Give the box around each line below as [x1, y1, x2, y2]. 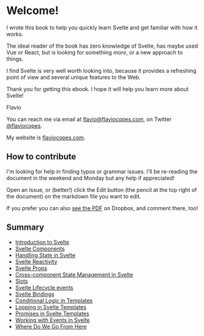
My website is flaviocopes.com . [6, 134, 86, 141]
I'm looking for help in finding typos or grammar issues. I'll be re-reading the [6, 167, 198, 175]
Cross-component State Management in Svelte [15, 271, 133, 278]
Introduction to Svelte [15, 238, 69, 246]
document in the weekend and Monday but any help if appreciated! [6, 174, 175, 181]
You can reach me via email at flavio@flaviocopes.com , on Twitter [6, 115, 172, 123]
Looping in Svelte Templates [15, 303, 86, 310]
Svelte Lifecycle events [15, 283, 74, 291]
